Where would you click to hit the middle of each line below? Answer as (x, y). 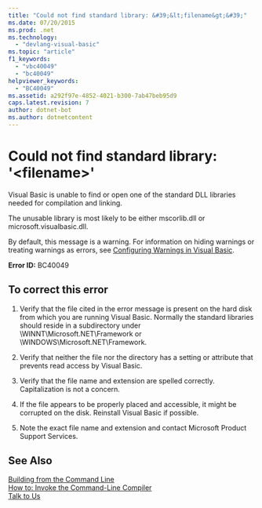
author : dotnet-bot (40, 111)
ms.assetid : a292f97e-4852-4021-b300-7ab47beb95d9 (93, 96)
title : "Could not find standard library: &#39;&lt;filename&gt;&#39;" (127, 15)
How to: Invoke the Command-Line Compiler (80, 488)
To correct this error (58, 290)
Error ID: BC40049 (38, 265)
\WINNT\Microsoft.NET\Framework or (80, 333)
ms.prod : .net (31, 30)
